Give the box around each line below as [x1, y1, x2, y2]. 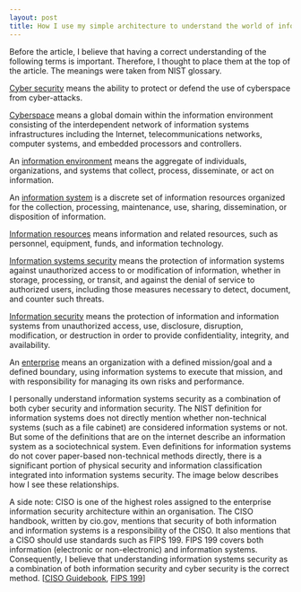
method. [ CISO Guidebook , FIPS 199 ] [9, 572, 146, 583]
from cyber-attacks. [9, 91, 83, 103]
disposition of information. [9, 211, 107, 222]
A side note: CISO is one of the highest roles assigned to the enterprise [9, 496, 271, 507]
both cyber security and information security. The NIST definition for [9, 403, 262, 414]
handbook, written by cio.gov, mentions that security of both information [9, 515, 278, 526]
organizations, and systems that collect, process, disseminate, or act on [9, 165, 275, 176]
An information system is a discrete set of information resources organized [9, 192, 286, 203]
